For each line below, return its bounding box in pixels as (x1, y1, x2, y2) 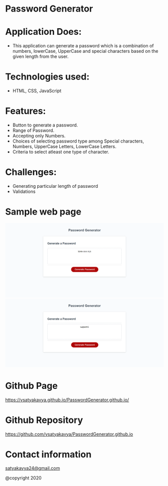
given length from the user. (12, 53, 69, 59)
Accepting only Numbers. (12, 133, 66, 138)
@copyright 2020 (5, 475, 42, 481)
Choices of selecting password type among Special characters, (12, 138, 144, 144)
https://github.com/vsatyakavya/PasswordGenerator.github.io (5, 431, 133, 437)
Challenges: (5, 167, 57, 178)
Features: (5, 105, 46, 117)
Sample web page (5, 206, 81, 218)
